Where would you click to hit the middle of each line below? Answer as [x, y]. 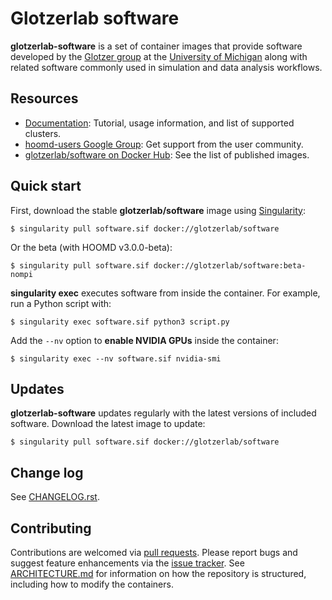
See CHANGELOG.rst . [55, 497]
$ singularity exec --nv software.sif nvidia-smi [116, 358]
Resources [44, 98]
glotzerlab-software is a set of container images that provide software [156, 46]
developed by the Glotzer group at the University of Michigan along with [159, 56]
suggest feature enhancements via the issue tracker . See [127, 563]
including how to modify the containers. [92, 584]
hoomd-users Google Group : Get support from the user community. [164, 144]
